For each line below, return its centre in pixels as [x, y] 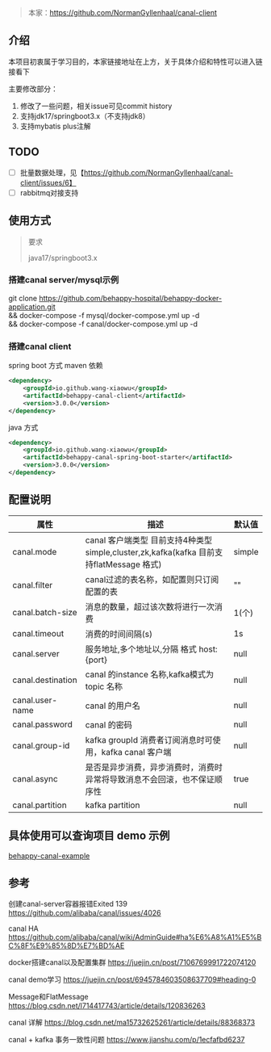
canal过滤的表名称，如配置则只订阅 [152, 579]
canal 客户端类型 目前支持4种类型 [149, 540]
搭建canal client [40, 346]
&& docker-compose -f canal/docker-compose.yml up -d [103, 324]
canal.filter [33, 585]
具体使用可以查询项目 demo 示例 [89, 836]
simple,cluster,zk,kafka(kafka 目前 [150, 552]
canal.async [35, 778]
